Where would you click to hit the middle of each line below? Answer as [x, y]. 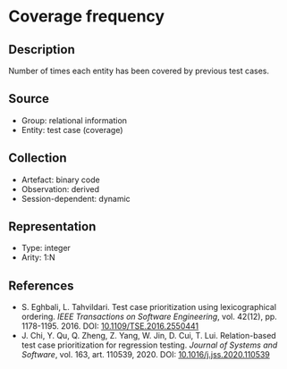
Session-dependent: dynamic [76, 198]
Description [42, 50]
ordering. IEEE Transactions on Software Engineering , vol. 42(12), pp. [149, 317]
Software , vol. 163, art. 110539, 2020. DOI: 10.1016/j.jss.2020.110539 [145, 355]
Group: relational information [74, 120]
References [41, 285]
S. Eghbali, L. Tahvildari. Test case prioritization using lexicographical [149, 307]
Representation [52, 226]
